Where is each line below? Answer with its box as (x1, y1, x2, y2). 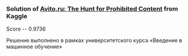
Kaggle (6, 12, 28, 20)
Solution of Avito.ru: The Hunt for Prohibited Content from (6, 5, 178, 13)
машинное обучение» (6, 43, 63, 50)
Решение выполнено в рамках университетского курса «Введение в (6, 37, 183, 44)
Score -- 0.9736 (6, 25, 46, 32)
